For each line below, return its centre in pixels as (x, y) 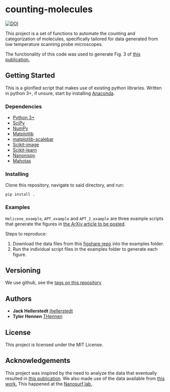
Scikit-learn (25, 150)
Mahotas (22, 161)
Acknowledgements (38, 361)
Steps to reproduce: (26, 233)
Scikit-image (26, 145)
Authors (19, 298)
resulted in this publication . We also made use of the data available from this (85, 378)
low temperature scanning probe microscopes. (54, 44)
